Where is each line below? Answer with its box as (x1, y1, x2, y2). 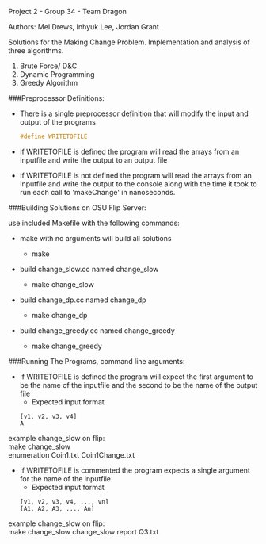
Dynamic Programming (19, 70, 95, 79)
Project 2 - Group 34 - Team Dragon (8, 7, 127, 16)
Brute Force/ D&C (19, 61, 78, 71)
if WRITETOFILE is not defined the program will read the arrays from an (19, 170, 252, 180)
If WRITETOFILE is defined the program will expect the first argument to (19, 372, 253, 381)
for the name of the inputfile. (19, 473, 113, 483)
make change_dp (31, 310, 88, 320)
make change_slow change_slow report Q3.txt (8, 527, 159, 536)
